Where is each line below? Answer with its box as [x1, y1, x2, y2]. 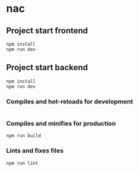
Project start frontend [6, 26, 88, 36]
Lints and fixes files [6, 146, 64, 155]
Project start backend [6, 62, 88, 73]
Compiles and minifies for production [6, 120, 116, 128]
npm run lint [6, 160, 39, 166]
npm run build [6, 133, 42, 139]
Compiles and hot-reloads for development [6, 97, 134, 105]
